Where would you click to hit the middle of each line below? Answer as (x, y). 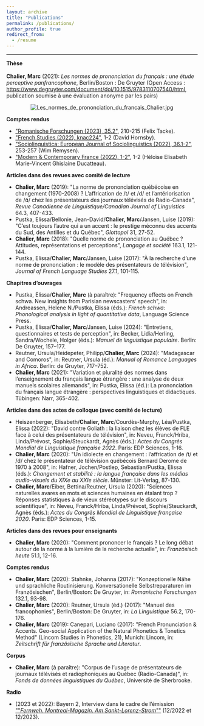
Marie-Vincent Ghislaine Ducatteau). (60, 163)
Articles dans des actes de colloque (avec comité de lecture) (84, 410)
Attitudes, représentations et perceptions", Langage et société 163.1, (100, 245)
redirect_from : (25, 35)
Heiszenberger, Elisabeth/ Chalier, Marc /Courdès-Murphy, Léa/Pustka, (103, 422)
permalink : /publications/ (40, 23)
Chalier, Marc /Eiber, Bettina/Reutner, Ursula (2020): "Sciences (93, 487)
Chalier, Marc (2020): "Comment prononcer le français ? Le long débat (104, 542)
